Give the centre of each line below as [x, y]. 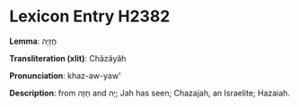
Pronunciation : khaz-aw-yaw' [65, 75]
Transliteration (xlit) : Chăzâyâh [68, 58]
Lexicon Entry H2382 [90, 16]
